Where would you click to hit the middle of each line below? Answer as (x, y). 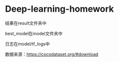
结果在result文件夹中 (26, 23)
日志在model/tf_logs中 (27, 44)
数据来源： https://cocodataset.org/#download (52, 54)
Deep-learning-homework (59, 9)
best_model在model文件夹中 (34, 33)
